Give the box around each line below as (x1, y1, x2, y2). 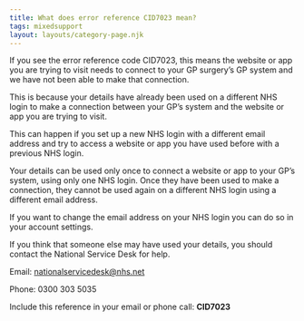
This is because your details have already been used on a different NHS (9, 92, 278, 102)
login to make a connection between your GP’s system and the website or (9, 102, 284, 112)
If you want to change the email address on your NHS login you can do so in (9, 212, 294, 223)
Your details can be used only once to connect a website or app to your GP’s (9, 165, 296, 177)
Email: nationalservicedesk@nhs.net (9, 267, 145, 277)
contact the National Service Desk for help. (9, 248, 171, 259)
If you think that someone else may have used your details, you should (9, 239, 273, 250)
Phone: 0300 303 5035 (9, 284, 97, 295)
